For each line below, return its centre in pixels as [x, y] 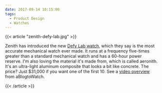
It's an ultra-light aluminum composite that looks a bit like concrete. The [77, 66]
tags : [10, 14]
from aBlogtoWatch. [25, 77]
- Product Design [27, 18]
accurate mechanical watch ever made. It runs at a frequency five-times [77, 51]
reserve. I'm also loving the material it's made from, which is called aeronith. [81, 61]
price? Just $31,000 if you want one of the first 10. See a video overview [77, 72]
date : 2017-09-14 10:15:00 [32, 9]
